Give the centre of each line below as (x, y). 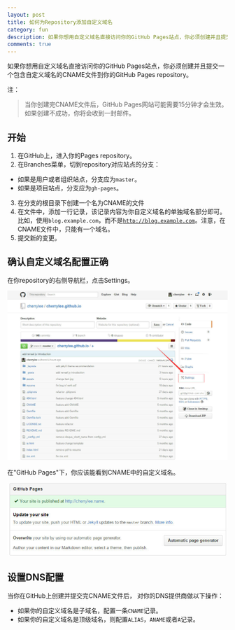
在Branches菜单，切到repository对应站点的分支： (89, 164)
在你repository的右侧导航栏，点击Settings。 (71, 280)
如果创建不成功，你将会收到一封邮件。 (79, 113)
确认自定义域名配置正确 (58, 262)
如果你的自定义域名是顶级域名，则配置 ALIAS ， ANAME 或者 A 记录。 (108, 619)
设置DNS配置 (36, 577)
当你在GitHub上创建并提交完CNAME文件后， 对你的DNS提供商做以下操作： (115, 596)
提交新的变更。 (39, 237)
